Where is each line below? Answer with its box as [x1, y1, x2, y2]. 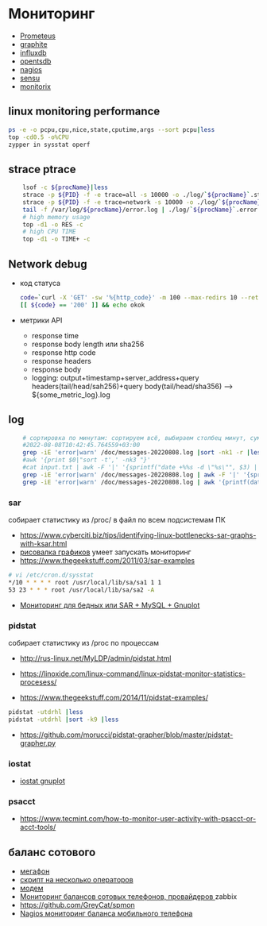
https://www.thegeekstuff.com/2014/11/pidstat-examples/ [19, 693, 209, 702]
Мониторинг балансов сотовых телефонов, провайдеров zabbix [19, 892, 238, 901]
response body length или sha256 [31, 339, 145, 349]
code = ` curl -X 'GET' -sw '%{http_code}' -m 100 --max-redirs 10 [19, 294, 238, 302]
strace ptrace [8, 162, 76, 176]
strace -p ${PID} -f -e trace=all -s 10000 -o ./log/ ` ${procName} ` [22, 191, 250, 199]
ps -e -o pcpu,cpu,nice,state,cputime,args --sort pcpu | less [8, 125, 215, 133]
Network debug [8, 257, 87, 271]
